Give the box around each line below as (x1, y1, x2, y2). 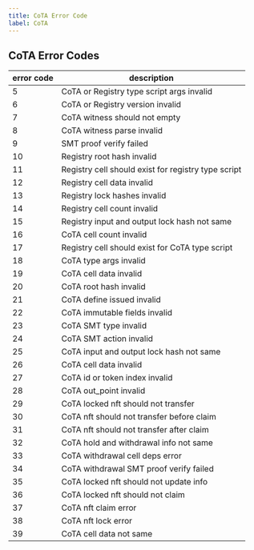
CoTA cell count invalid (61, 229, 147, 240)
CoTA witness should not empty (61, 112, 181, 123)
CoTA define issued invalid (61, 294, 162, 305)
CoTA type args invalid (61, 255, 146, 267)
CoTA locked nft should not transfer (61, 398, 195, 409)
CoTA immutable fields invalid (61, 307, 173, 319)
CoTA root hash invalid (61, 281, 146, 292)
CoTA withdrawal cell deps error (61, 450, 182, 461)
